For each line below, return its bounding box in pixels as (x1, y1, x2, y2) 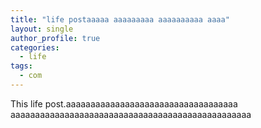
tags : (10, 61, 33, 71)
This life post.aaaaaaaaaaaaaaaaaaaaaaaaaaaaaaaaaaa (10, 97, 238, 110)
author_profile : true (10, 33, 101, 43)
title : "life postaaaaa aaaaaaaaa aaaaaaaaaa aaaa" (10, 14, 230, 25)
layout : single (10, 24, 74, 34)
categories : (10, 42, 60, 53)
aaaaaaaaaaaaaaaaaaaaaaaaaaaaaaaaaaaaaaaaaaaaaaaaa (10, 108, 252, 120)
